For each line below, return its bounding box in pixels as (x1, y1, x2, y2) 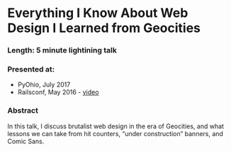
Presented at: (7, 65, 55, 74)
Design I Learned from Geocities (7, 20, 201, 36)
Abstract (7, 106, 39, 116)
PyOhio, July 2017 (17, 80, 71, 89)
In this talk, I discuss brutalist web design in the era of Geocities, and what (7, 122, 225, 130)
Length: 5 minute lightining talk (7, 45, 117, 55)
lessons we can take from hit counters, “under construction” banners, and (7, 129, 223, 138)
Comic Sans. (7, 137, 45, 145)
